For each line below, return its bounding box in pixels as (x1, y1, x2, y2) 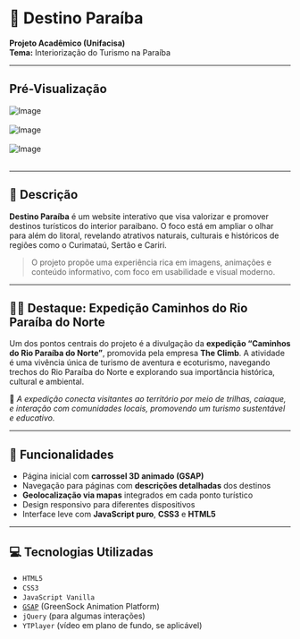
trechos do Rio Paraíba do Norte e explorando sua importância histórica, (9, 367, 275, 378)
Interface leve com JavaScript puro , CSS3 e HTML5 (21, 509, 216, 520)
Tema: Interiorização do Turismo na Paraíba (9, 47, 171, 57)
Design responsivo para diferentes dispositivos (21, 499, 196, 510)
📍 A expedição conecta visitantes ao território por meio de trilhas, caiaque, (9, 394, 287, 405)
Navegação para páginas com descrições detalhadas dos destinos (21, 481, 271, 491)
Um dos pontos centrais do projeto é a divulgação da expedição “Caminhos (9, 338, 291, 349)
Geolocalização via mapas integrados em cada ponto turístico (21, 490, 254, 500)
